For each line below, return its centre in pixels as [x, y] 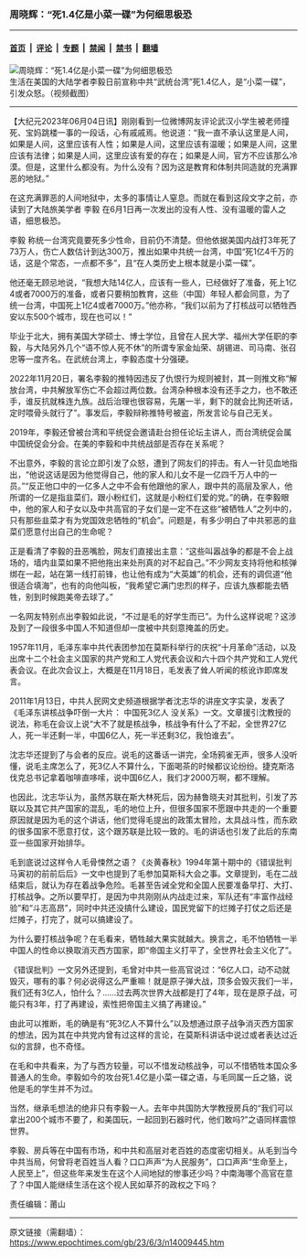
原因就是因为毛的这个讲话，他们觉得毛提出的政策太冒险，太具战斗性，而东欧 [153, 820]
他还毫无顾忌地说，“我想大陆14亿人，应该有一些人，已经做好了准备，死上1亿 [153, 282]
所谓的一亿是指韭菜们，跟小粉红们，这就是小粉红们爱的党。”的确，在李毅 [145, 497]
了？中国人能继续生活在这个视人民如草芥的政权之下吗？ [113, 1184]
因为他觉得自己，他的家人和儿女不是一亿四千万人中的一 [173, 474]
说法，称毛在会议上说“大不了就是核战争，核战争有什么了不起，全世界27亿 [148, 724]
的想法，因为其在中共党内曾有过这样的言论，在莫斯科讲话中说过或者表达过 [149, 1035]
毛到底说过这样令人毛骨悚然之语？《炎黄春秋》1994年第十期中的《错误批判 [151, 862]
